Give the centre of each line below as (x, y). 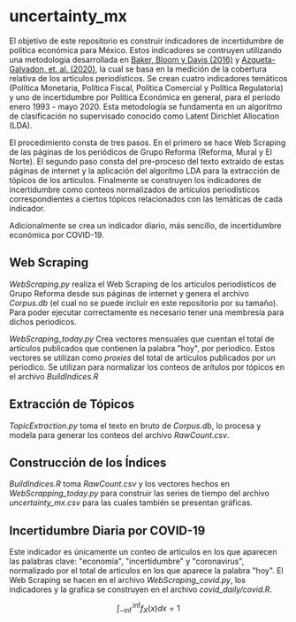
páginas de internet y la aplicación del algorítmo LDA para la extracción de (145, 171)
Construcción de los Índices (88, 462)
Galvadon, (28, 69)
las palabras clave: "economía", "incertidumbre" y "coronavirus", (127, 561)
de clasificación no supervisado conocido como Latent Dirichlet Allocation (144, 116)
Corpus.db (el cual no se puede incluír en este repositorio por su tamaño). (144, 303)
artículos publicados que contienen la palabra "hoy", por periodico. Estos (142, 348)
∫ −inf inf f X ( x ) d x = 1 (148, 609)
